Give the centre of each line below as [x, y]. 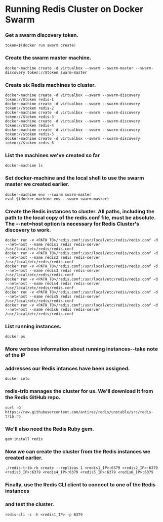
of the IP [15, 355]
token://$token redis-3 [30, 117]
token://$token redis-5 [30, 134]
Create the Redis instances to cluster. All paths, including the [80, 211]
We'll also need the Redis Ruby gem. [50, 429]
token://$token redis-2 [30, 108]
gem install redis [24, 439]
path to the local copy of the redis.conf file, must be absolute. [81, 218]
